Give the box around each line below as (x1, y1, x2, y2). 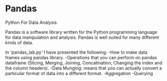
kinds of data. (5, 39, 33, 45)
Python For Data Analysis (5, 19, 57, 25)
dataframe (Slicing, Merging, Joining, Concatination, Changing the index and (5, 60, 163, 66)
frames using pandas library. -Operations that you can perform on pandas (5, 54, 157, 60)
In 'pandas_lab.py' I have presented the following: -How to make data (5, 49, 148, 55)
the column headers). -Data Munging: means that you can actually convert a (5, 65, 162, 71)
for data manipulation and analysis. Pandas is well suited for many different (5, 34, 160, 40)
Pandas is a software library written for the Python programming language (5, 29, 158, 35)
